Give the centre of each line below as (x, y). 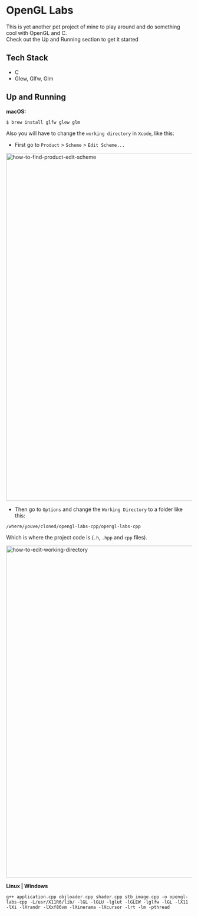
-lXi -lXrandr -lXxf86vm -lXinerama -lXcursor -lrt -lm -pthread (88, 907)
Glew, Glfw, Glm (34, 78)
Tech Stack (27, 58)
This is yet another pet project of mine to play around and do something (93, 27)
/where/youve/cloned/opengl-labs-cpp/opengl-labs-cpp (74, 526)
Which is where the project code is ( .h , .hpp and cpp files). (77, 537)
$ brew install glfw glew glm (43, 122)
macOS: (16, 111)
